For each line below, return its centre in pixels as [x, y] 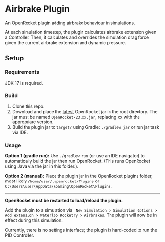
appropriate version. [33, 122]
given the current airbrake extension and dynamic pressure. [66, 42]
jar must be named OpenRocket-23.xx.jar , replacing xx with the [76, 117]
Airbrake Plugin [38, 9]
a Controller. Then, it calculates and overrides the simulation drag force [77, 37]
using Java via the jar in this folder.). [42, 166]
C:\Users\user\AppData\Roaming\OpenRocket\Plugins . [58, 186]
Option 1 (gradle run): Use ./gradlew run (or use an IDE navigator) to [75, 156]
